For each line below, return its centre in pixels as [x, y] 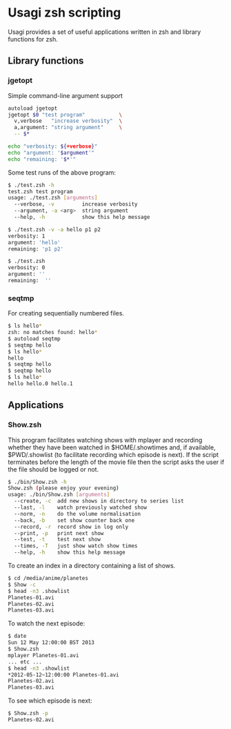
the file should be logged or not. [53, 469]
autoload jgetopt [33, 108]
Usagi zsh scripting [64, 13]
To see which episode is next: [50, 701]
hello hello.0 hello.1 [40, 384]
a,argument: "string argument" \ [68, 128]
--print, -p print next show [59, 533]
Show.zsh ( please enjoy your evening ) [63, 488]
